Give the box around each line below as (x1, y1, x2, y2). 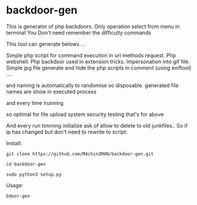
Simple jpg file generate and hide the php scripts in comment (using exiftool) (6, 64, 192, 71)
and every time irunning (6, 99, 64, 106)
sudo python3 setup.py (6, 171, 62, 177)
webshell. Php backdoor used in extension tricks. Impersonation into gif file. (6, 58, 190, 65)
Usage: (6, 182, 24, 189)
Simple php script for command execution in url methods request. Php (6, 52, 176, 59)
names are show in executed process (6, 88, 97, 95)
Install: (6, 139, 22, 146)
